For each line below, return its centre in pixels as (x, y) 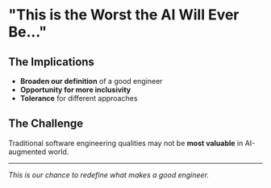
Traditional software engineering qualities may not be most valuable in (126, 143)
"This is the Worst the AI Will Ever (124, 15)
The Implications (52, 62)
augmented (27, 152)
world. (58, 152)
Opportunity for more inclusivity (75, 90)
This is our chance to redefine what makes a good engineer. (109, 174)
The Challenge (46, 124)
